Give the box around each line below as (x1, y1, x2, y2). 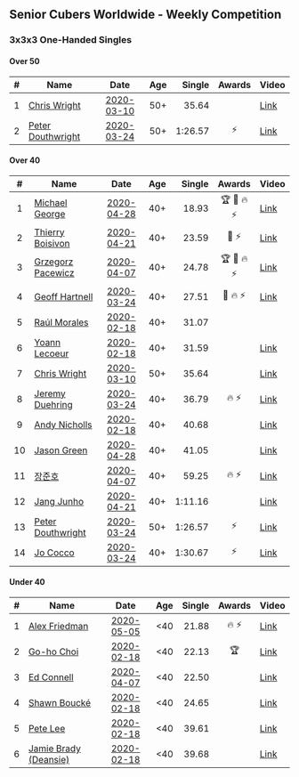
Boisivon (34, 237, 70, 249)
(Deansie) (28, 753, 70, 765)
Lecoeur (34, 347, 69, 360)
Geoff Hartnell (34, 290, 93, 303)
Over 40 (9, 155, 41, 166)
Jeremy (34, 387, 67, 400)
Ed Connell (28, 671, 74, 684)
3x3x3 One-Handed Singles (9, 34, 132, 46)
